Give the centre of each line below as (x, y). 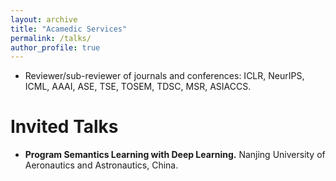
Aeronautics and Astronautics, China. (101, 165)
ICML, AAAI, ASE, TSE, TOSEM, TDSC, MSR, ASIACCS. (138, 87)
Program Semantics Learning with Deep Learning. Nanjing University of (175, 155)
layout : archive (44, 19)
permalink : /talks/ (51, 38)
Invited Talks (64, 127)
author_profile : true (55, 47)
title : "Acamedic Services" (69, 29)
